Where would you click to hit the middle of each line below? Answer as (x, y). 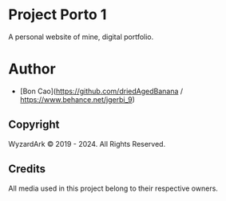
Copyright (34, 125)
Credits (27, 169)
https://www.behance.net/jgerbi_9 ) (77, 99)
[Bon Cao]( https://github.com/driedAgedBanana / (101, 91)
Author (32, 69)
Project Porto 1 (57, 15)
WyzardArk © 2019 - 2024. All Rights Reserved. (87, 144)
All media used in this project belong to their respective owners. (113, 188)
